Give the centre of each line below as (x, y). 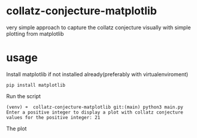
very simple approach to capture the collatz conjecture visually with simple (99, 27)
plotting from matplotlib (35, 33)
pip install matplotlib (36, 85)
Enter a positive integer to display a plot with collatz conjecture (95, 112)
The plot (16, 128)
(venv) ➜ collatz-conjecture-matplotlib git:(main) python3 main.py (95, 107)
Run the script (23, 96)
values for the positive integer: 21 (53, 117)
